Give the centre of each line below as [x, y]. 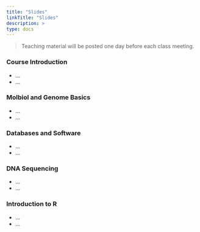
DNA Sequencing [32, 169]
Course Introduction [37, 62]
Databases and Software [44, 133]
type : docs [20, 29]
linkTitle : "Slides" [33, 18]
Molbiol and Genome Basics [48, 97]
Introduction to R [32, 204]
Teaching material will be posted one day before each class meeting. [108, 46]
